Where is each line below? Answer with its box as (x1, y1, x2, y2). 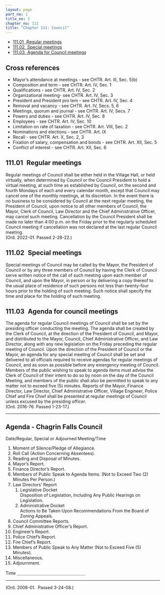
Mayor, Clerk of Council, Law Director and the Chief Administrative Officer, (5, 208, 156, 214)
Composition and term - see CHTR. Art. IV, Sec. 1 (12, 82, 112, 87)
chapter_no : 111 (5, 21, 39, 26)
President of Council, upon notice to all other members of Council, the (5, 203, 147, 209)
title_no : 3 (5, 16, 30, 21)
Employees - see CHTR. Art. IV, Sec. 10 (12, 118, 92, 124)
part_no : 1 (5, 12, 28, 17)
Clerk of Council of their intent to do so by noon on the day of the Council (5, 372, 154, 378)
